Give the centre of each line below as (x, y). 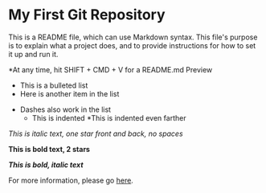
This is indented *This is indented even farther (109, 117)
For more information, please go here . (71, 180)
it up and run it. (33, 54)
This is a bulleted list (54, 85)
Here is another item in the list (70, 93)
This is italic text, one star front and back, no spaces (96, 133)
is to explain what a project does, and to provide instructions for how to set (132, 45)
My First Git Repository (87, 15)
